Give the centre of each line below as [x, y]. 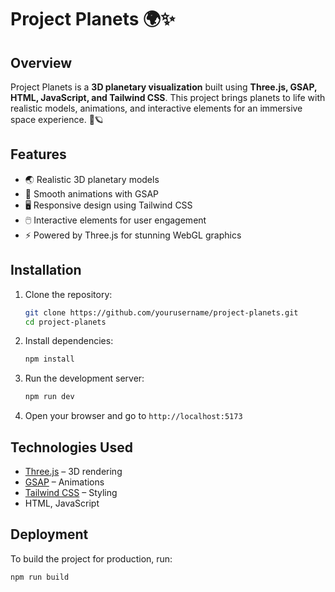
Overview [41, 62]
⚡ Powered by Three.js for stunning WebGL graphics [133, 235]
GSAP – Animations [64, 482]
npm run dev [49, 397]
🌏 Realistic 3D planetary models [92, 179]
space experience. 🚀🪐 [57, 119]
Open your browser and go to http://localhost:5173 [133, 416]
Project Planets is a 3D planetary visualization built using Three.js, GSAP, [164, 87]
